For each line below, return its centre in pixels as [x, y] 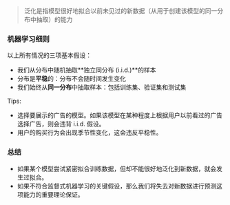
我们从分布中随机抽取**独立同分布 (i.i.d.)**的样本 [86, 70]
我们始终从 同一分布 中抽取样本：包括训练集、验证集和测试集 [102, 87]
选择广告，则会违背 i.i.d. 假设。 [61, 124]
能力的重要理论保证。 [53, 194]
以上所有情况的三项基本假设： [49, 55]
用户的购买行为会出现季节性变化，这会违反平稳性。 [90, 133]
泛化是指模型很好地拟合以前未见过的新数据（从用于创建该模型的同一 [121, 11]
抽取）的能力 [54, 19]
